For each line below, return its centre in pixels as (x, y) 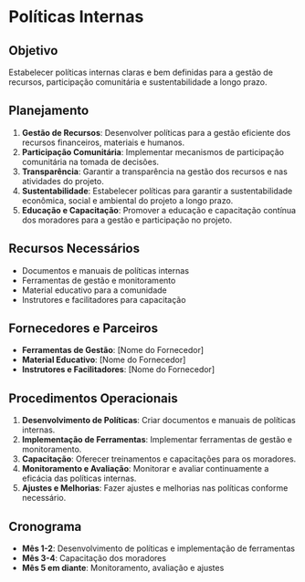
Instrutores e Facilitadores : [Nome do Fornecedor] (118, 369)
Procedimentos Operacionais (94, 398)
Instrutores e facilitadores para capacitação (104, 299)
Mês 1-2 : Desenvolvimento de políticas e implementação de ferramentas (158, 548)
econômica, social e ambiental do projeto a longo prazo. (127, 200)
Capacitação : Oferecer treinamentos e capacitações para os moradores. (159, 459)
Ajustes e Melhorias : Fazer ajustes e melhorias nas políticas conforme (155, 488)
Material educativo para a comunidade (95, 290)
